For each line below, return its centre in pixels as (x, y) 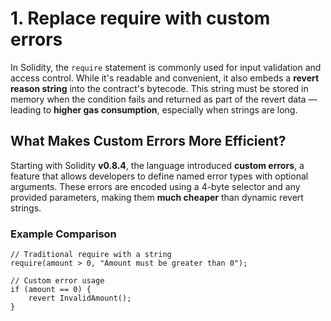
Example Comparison (63, 234)
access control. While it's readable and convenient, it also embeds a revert (165, 78)
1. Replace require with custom (140, 18)
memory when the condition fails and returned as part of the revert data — (164, 99)
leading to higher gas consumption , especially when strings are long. (154, 109)
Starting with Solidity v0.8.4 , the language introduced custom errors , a (157, 165)
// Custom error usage (57, 281)
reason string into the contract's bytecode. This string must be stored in (159, 88)
